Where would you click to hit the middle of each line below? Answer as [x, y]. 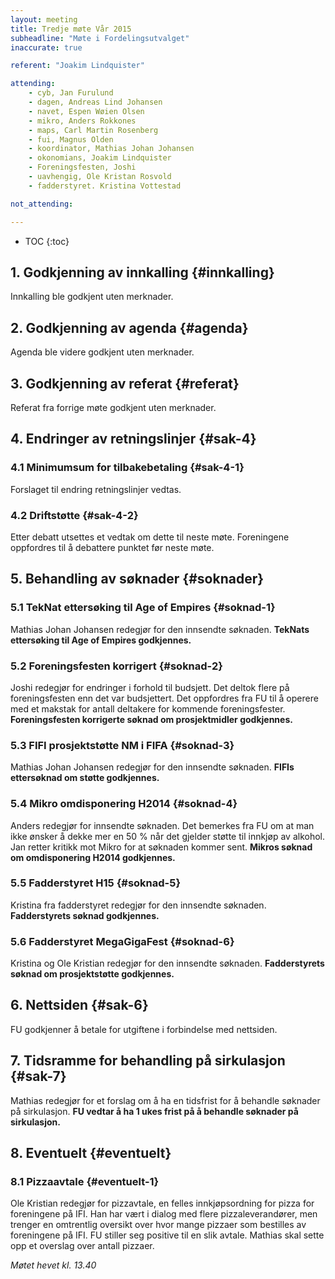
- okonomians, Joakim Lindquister [100, 158]
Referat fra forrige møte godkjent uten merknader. [113, 407]
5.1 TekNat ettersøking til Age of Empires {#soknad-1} [143, 608]
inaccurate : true [46, 47]
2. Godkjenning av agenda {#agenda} [129, 327]
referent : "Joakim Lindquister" [77, 66]
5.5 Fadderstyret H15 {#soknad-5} [96, 883]
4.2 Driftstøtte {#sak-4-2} [74, 515]
